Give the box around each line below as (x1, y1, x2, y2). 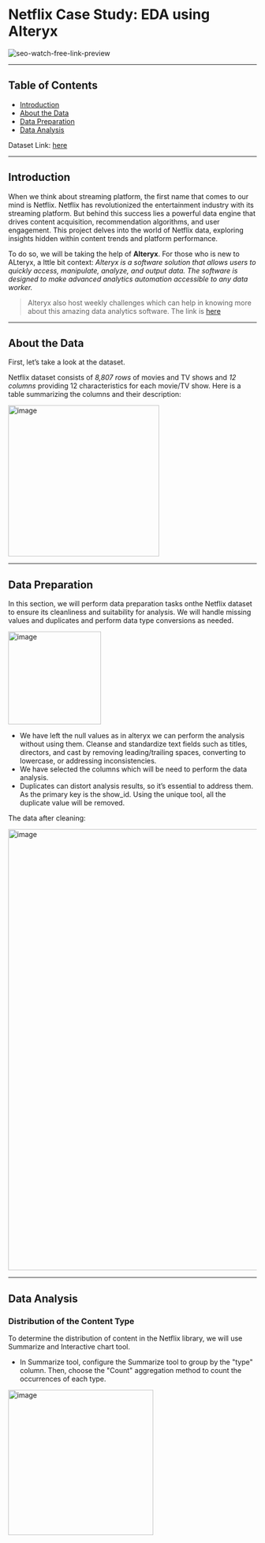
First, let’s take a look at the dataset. (8, 357, 125, 367)
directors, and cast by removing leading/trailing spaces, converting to (19, 748, 246, 757)
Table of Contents (8, 79, 99, 92)
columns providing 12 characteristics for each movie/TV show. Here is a (8, 381, 241, 390)
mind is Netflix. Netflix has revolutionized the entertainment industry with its (8, 200, 254, 209)
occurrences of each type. (19, 1374, 106, 1383)
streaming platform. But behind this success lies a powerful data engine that (8, 208, 256, 218)
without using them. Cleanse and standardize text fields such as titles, (19, 739, 248, 749)
